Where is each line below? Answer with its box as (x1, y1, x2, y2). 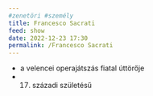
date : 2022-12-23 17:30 (8, 34, 89, 42)
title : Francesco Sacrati (8, 19, 95, 27)
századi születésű (31, 81, 93, 90)
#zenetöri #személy (8, 11, 74, 20)
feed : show (8, 26, 45, 34)
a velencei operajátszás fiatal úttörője (19, 63, 145, 73)
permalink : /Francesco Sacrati (8, 42, 114, 50)
